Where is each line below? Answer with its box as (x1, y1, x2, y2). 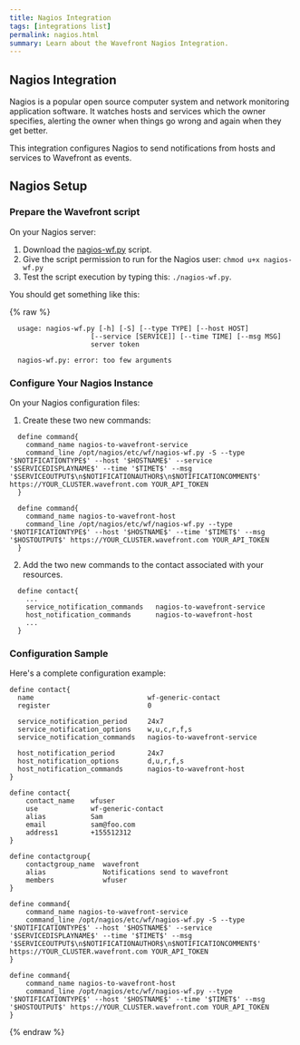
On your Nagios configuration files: (9, 397, 140, 408)
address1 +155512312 (25, 828, 131, 837)
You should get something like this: (9, 288, 140, 299)
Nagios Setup (9, 179, 88, 194)
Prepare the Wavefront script (9, 206, 140, 219)
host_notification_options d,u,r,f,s (17, 757, 184, 767)
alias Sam (25, 813, 103, 822)
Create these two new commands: (22, 415, 151, 426)
